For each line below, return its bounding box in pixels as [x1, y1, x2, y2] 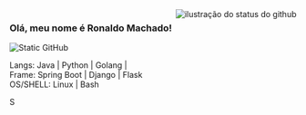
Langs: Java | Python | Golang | [9, 60, 127, 71]
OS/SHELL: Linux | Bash [9, 79, 100, 90]
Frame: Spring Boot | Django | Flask [9, 70, 143, 81]
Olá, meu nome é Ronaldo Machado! [9, 22, 173, 34]
